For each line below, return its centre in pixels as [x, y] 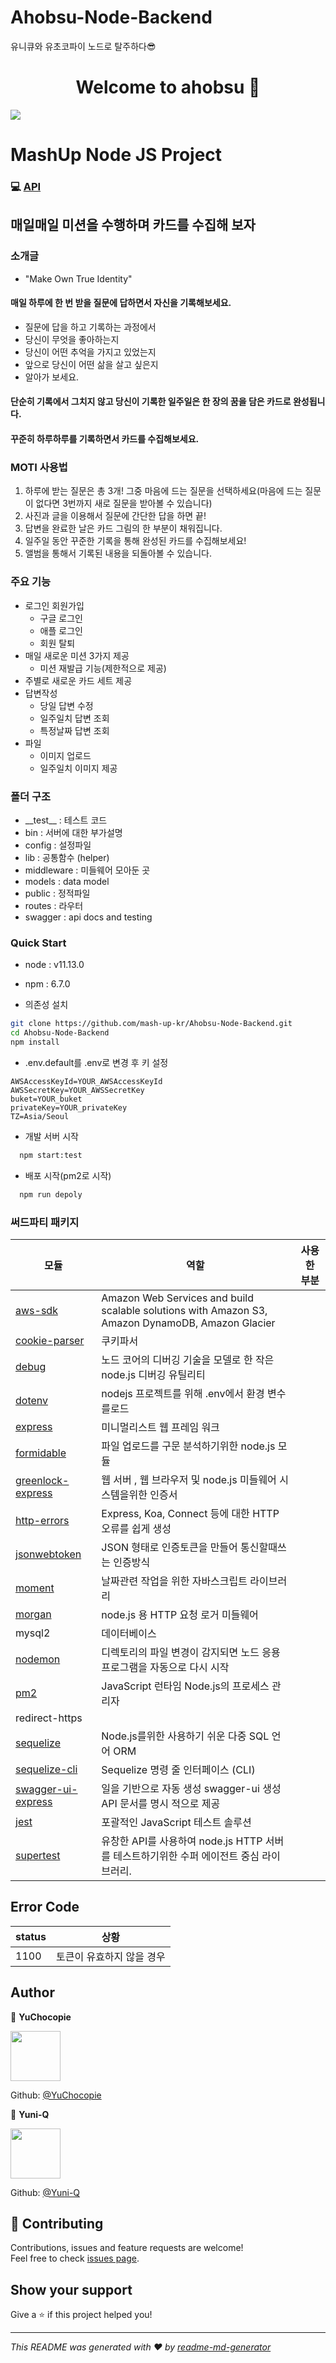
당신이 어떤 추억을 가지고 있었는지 [90, 352]
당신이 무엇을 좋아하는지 [72, 339]
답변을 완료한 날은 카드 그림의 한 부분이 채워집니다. [123, 528]
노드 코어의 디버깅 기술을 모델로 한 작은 [188, 1359]
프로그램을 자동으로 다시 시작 [165, 1667]
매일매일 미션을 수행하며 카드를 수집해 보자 [133, 225]
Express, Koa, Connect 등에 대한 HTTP [190, 1513]
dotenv [32, 1400]
